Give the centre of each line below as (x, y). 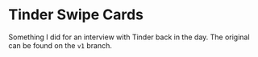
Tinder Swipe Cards (76, 15)
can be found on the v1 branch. (60, 45)
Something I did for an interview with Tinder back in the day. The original (129, 37)
